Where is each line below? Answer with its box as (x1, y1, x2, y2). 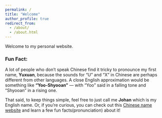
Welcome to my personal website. (5, 44, 73, 49)
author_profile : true (5, 16, 49, 21)
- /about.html (9, 30, 38, 35)
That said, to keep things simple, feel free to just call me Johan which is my (5, 97, 157, 103)
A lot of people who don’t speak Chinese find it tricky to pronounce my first (5, 67, 157, 72)
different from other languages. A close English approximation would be (5, 77, 150, 83)
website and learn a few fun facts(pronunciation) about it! (5, 107, 121, 113)
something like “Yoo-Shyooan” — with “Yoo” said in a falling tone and (5, 82, 146, 88)
